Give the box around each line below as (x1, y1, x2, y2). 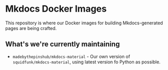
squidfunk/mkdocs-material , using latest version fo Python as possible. (12, 59, 161, 65)
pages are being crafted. (5, 25, 57, 31)
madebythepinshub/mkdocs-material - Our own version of (12, 53, 130, 59)
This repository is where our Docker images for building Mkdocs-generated (5, 20, 163, 26)
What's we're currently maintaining (5, 40, 120, 49)
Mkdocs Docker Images (5, 3, 107, 15)
